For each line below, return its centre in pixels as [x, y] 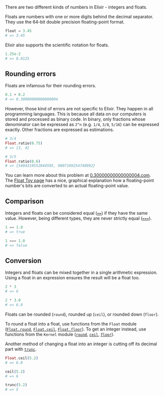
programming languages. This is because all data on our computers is [76, 114]
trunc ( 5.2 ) [16, 385]
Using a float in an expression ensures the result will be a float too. [72, 278]
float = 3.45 [18, 31]
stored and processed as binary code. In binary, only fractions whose [75, 119]
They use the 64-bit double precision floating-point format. [65, 22]
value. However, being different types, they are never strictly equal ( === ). [79, 218]
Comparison [25, 201]
